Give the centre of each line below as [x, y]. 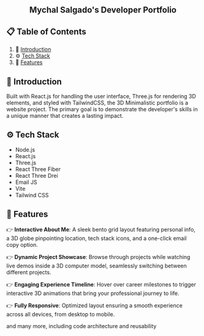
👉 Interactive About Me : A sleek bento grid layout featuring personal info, [101, 229]
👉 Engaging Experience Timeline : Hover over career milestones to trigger [101, 284]
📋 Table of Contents [47, 31]
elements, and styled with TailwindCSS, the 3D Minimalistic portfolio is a [97, 103]
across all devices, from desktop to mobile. [61, 314]
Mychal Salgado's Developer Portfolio [103, 10]
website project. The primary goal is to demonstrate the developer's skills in [102, 109]
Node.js [25, 150]
